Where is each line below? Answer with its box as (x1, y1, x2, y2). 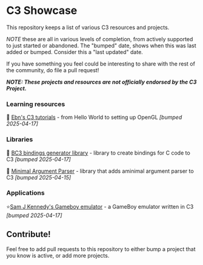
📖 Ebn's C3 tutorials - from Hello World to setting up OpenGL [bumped (6, 113, 182, 121)
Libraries (6, 135, 33, 144)
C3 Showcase (6, 4, 78, 18)
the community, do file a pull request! (6, 66, 99, 73)
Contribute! (6, 229, 51, 240)
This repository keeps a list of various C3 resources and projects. (6, 24, 170, 31)
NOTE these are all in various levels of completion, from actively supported (6, 35, 193, 42)
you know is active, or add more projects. (6, 252, 110, 259)
